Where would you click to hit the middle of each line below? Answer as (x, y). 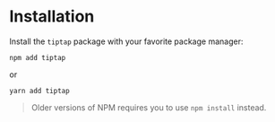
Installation (52, 17)
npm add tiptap (38, 57)
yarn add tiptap (39, 91)
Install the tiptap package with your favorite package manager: (126, 41)
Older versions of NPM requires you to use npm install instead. (149, 107)
